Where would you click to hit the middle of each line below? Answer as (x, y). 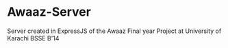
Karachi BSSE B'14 (33, 38)
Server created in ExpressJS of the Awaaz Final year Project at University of (114, 31)
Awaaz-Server (49, 12)
